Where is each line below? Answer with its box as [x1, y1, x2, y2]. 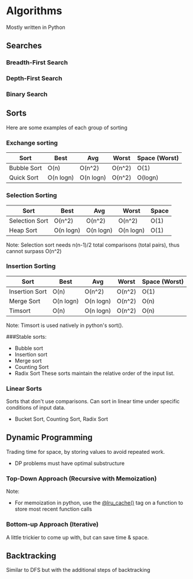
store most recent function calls [14, 506, 93, 513]
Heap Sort [9, 226, 37, 234]
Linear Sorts [6, 384, 42, 392]
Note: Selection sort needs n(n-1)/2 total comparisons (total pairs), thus [6, 241, 180, 248]
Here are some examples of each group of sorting [6, 124, 128, 131]
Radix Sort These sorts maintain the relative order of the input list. [14, 369, 175, 377]
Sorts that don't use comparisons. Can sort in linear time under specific [6, 398, 180, 405]
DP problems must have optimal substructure [14, 459, 125, 467]
